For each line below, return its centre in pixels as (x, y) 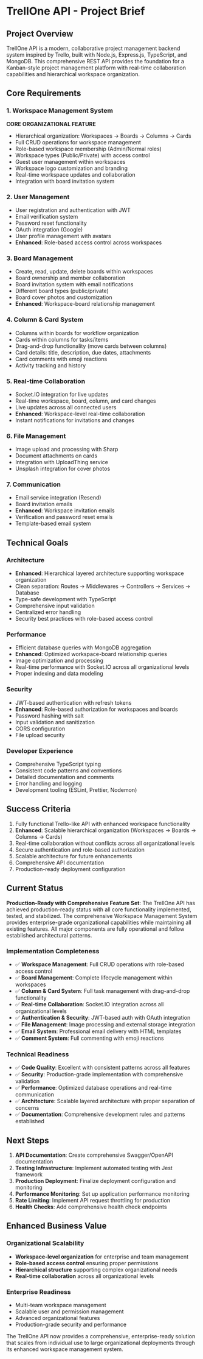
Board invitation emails (44, 504)
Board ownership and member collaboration (70, 278)
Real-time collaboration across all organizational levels (84, 1276)
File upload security (40, 735)
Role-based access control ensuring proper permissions (87, 1263)
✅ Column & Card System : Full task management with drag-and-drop (102, 990)
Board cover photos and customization (64, 297)
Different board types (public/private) (62, 291)
